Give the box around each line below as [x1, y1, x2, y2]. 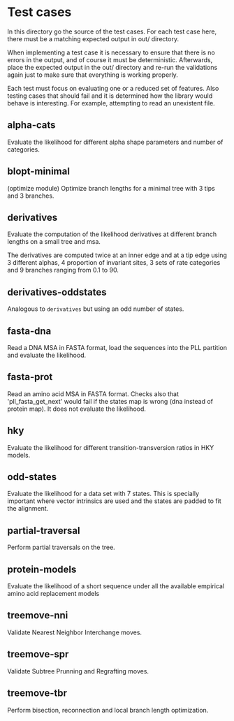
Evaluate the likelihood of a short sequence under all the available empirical [7, 582, 225, 590]
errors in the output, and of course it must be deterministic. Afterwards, [7, 55, 213, 64]
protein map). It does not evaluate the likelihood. [7, 405, 147, 413]
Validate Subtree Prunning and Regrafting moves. [7, 667, 149, 675]
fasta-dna [7, 325, 52, 337]
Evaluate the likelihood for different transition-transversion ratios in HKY [7, 443, 214, 451]
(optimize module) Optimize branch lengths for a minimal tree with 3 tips [7, 184, 215, 192]
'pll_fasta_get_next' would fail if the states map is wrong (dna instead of [7, 397, 213, 405]
